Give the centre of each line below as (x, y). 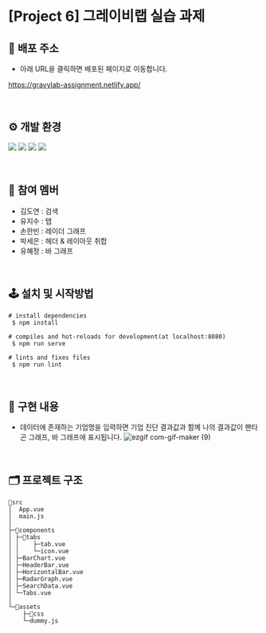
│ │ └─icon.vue (39, 551)
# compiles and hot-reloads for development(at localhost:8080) (117, 337)
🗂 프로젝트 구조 (46, 480)
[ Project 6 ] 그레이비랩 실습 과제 (107, 16)
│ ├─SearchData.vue (41, 586)
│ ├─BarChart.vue (37, 558)
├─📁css (33, 614)
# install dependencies (48, 316)
